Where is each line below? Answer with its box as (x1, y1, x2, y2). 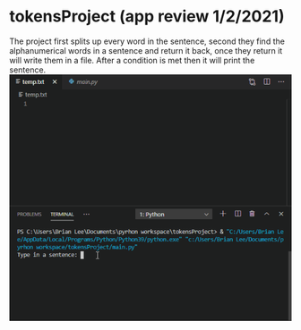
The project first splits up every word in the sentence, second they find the (9, 36, 285, 47)
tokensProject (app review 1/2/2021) (9, 6, 285, 27)
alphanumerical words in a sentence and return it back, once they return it (9, 45, 283, 55)
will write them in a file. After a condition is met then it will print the (9, 55, 255, 65)
